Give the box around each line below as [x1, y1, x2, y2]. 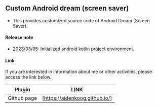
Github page [8, 95, 37, 102]
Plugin [14, 86, 30, 93]
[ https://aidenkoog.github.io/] [42, 95, 112, 102]
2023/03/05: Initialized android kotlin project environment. [12, 46, 135, 52]
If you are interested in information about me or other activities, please [5, 68, 152, 75]
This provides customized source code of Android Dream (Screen [12, 17, 150, 23]
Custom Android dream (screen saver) [5, 4, 129, 13]
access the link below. [5, 74, 52, 80]
